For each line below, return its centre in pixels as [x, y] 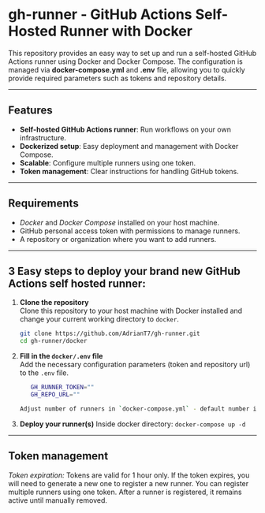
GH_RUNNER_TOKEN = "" [62, 388]
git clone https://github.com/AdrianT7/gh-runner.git [110, 334]
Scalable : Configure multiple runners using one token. [108, 162]
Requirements [43, 204]
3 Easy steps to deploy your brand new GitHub [124, 271]
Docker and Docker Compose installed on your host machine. [119, 222]
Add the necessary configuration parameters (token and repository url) [135, 365]
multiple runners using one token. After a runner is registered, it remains [125, 492]
